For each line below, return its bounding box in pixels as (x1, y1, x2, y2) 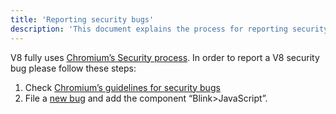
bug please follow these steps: (10, 62, 137, 74)
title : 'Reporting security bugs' (10, 14, 155, 25)
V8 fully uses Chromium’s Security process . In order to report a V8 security (10, 51, 320, 63)
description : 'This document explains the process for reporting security (10, 24, 329, 34)
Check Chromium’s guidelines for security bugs (24, 81, 221, 93)
